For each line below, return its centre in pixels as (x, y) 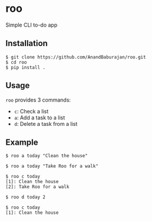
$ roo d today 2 (25, 197)
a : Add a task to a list (40, 118)
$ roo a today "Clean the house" (47, 156)
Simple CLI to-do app (31, 25)
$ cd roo (16, 62)
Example (22, 142)
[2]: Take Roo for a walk (37, 187)
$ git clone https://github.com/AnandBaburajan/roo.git (76, 57)
